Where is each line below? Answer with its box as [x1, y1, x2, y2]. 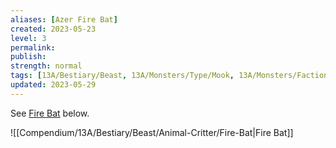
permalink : [10, 42, 56, 53]
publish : [10, 52, 47, 62]
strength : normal [10, 61, 83, 71]
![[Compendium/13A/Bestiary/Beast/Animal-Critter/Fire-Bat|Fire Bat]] [10, 126, 294, 138]
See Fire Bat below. [10, 107, 90, 119]
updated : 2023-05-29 [10, 80, 97, 90]
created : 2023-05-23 [10, 24, 97, 34]
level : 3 [10, 33, 47, 43]
